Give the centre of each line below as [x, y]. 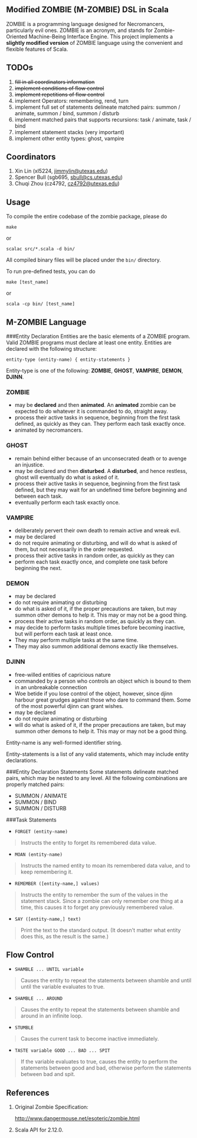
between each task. [39, 496]
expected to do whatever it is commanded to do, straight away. [91, 411]
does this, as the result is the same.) [65, 936]
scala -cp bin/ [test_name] [41, 304]
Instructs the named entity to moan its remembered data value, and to [105, 865]
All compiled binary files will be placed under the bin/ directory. [83, 260]
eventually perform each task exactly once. [67, 502]
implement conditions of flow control [59, 88]
